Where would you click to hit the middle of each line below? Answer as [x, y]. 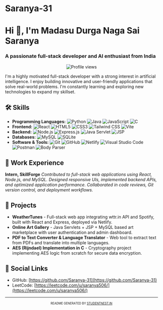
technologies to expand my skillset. [40, 92]
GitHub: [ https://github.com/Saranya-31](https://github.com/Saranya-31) [84, 280]
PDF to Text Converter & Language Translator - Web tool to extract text [84, 238]
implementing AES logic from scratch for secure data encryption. [77, 253]
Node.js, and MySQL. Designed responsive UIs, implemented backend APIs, [81, 180]
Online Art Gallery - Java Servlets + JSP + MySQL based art [73, 227]
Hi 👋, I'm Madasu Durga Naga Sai [72, 31]
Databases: [24, 137]
